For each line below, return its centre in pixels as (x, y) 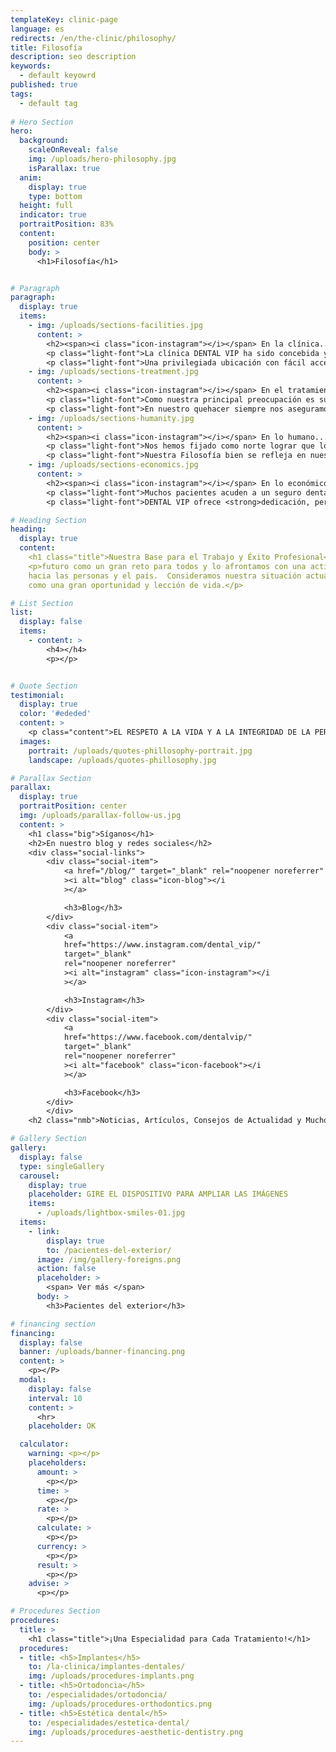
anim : (31, 177)
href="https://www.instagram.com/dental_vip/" (162, 945)
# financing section (53, 1324)
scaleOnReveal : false (73, 150)
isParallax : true (64, 168)
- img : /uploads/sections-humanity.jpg (111, 418)
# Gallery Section (48, 1139)
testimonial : (37, 695)
